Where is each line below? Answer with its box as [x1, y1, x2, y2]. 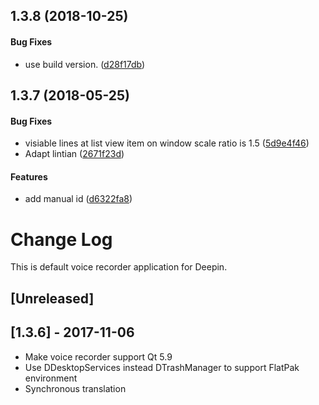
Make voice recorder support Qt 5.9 [24, 350, 173, 363]
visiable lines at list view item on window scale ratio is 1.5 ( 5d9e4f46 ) [24, 137, 310, 149]
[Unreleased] [10, 290, 95, 307]
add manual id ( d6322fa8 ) [24, 193, 133, 205]
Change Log [10, 228, 113, 251]
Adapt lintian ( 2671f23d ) [24, 148, 125, 160]
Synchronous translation [24, 382, 127, 394]
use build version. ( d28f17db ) [24, 58, 146, 70]
